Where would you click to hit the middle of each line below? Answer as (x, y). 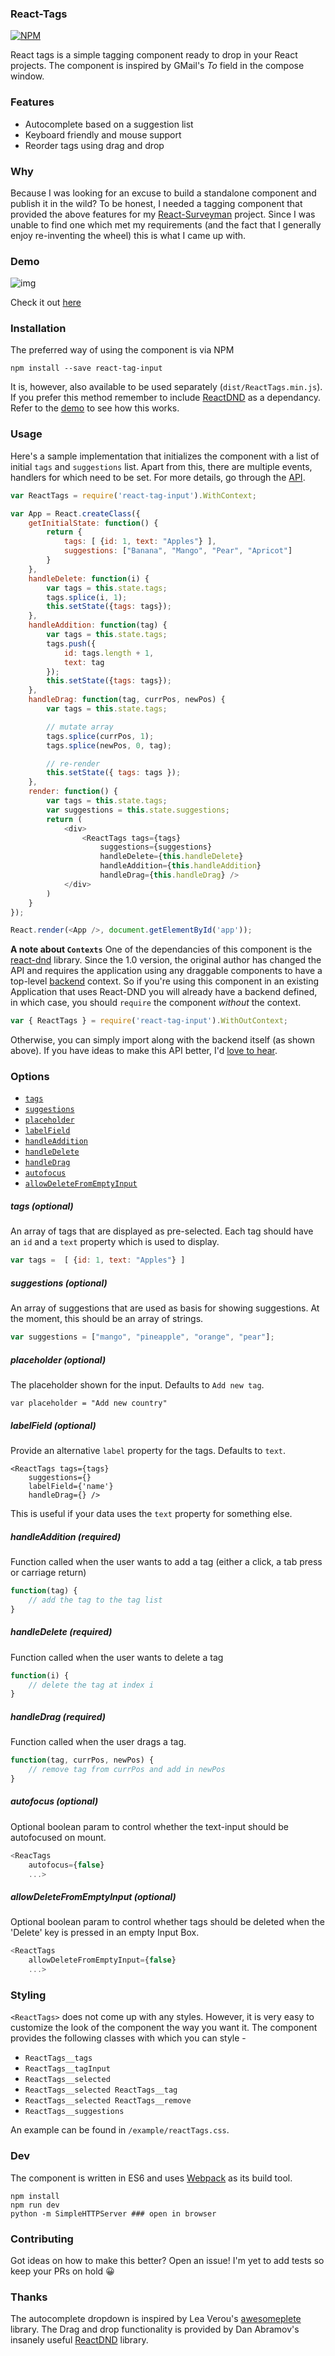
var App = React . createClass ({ (75, 513)
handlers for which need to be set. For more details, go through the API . (158, 477)
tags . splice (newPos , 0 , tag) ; (109, 745)
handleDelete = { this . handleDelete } (171, 857)
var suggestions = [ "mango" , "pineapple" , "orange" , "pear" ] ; (142, 1337)
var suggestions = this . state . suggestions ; (138, 810)
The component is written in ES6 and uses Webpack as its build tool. (151, 2178)
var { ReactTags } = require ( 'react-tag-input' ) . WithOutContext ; (149, 1021)
